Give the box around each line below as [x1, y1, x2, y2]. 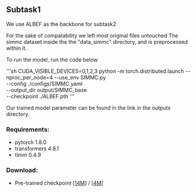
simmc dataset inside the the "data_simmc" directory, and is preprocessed [6, 38, 188, 45]
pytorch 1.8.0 [14, 139, 47, 146]
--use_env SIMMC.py [54, 73, 107, 81]
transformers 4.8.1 [14, 145, 59, 152]
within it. [6, 44, 27, 52]
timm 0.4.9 [14, 151, 41, 159]
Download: [6, 166, 38, 174]
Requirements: [6, 125, 50, 133]
